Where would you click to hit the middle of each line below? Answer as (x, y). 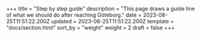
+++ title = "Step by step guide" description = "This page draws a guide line (100, 9)
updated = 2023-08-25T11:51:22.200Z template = (113, 21)
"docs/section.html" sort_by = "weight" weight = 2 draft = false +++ (91, 27)
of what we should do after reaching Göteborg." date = (74, 15)
